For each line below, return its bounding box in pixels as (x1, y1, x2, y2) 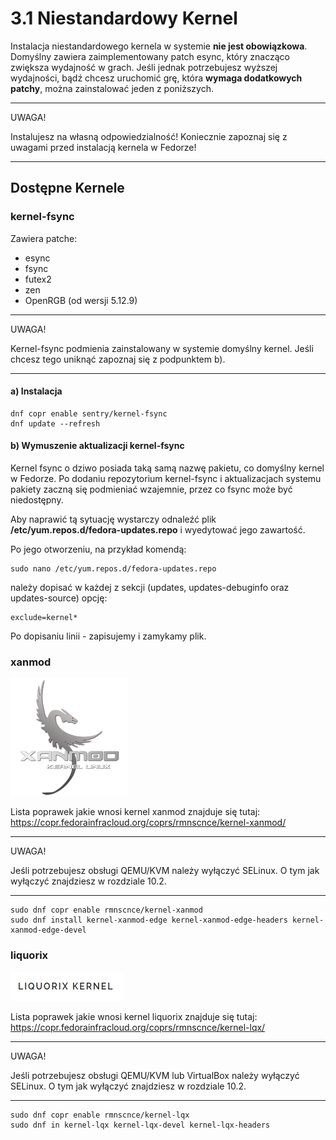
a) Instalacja (10, 385, 63, 397)
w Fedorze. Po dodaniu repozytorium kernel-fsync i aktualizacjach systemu (10, 473, 322, 485)
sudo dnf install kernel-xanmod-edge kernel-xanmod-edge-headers (10, 915, 288, 926)
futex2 (24, 273, 52, 285)
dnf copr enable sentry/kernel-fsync (10, 408, 168, 419)
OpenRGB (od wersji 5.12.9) (24, 294, 138, 306)
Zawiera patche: (10, 232, 78, 244)
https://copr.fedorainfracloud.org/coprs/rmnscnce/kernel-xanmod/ (10, 817, 287, 829)
